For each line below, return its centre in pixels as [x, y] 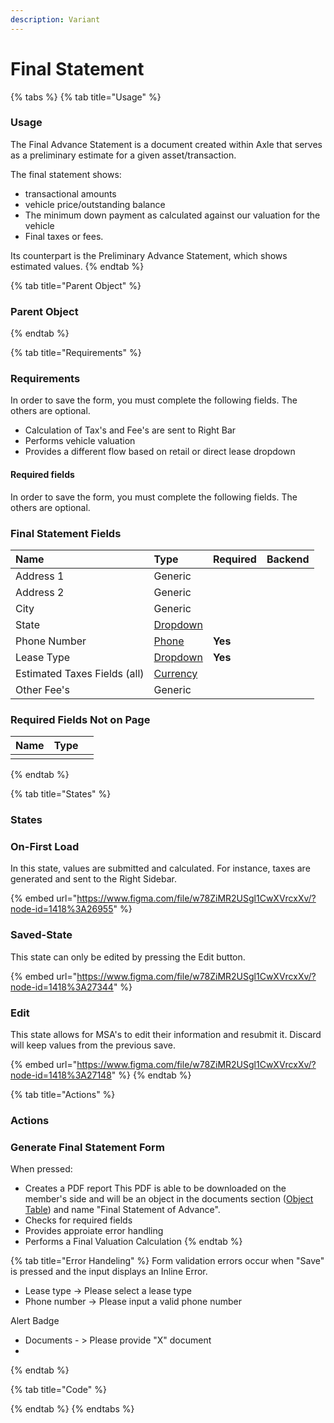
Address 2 [40, 592]
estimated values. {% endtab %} [77, 266]
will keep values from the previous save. [93, 1045]
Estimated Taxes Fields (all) [80, 673]
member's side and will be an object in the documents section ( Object [169, 1199]
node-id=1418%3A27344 [62, 987]
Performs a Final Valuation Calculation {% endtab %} [133, 1242]
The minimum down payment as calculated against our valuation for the [172, 215]
